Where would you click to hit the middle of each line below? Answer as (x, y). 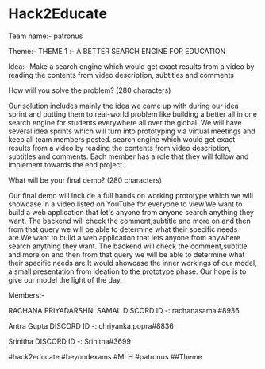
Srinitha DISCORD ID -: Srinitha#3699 (69, 341)
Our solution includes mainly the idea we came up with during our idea (124, 106)
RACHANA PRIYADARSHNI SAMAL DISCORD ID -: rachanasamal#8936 (124, 310)
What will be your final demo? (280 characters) (85, 180)
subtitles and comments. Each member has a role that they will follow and (129, 156)
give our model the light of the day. (65, 279)
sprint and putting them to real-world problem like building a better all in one (133, 114)
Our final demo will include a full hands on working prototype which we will (131, 195)
